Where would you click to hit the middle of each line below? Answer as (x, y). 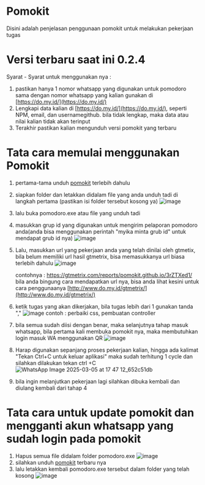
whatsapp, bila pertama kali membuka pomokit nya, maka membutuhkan (106, 331)
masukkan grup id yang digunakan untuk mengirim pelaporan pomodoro (106, 225)
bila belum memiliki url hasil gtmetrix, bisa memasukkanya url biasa (100, 256)
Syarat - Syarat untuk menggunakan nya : (59, 77)
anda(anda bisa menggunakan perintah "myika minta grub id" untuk (101, 231)
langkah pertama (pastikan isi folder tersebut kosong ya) (86, 201)
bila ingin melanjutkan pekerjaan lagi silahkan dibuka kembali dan (98, 381)
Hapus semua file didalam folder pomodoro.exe (75, 455)
